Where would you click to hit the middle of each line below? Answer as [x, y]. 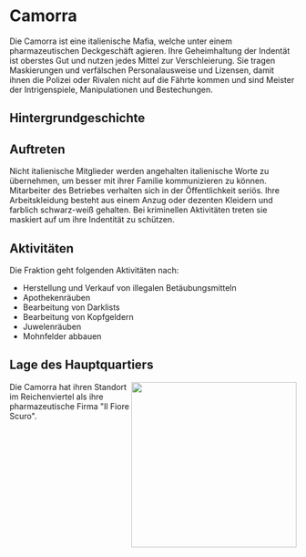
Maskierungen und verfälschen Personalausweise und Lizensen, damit [142, 70]
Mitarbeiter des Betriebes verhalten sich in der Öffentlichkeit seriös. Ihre [145, 191]
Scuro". [23, 416]
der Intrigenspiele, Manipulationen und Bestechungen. [111, 89]
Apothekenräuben [56, 297]
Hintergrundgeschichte [77, 118]
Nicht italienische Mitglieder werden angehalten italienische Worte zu [139, 171]
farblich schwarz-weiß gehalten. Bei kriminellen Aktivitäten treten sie [138, 210]
